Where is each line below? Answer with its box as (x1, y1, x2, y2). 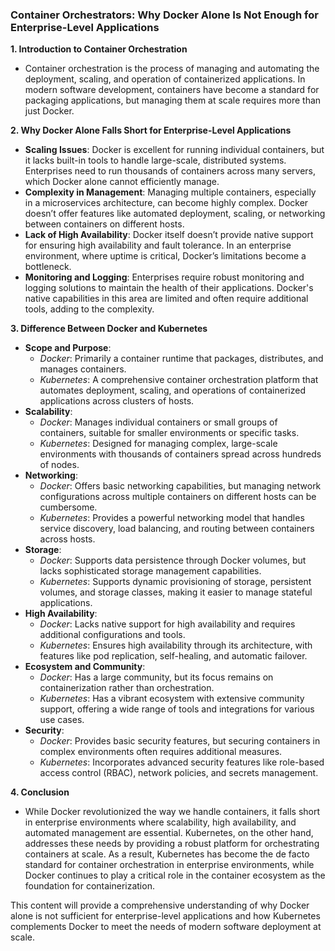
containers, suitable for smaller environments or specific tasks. (39, 427, 300, 439)
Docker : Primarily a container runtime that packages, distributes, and (39, 353, 324, 365)
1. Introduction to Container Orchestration (10, 43, 188, 55)
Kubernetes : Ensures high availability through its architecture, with (39, 639, 313, 652)
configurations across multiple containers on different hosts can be (39, 491, 317, 503)
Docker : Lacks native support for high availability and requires (39, 618, 296, 630)
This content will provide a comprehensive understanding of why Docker (10, 899, 310, 912)
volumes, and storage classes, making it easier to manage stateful (39, 586, 313, 598)
